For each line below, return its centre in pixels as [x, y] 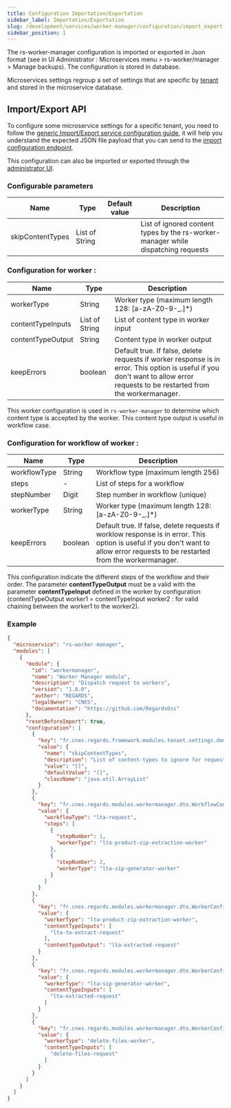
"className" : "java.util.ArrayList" [96, 779]
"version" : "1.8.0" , [61, 689]
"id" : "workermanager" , [66, 670]
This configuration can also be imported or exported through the [98, 161]
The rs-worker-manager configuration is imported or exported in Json [106, 52]
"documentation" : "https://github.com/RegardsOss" [106, 708]
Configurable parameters [51, 186]
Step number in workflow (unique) [151, 495]
